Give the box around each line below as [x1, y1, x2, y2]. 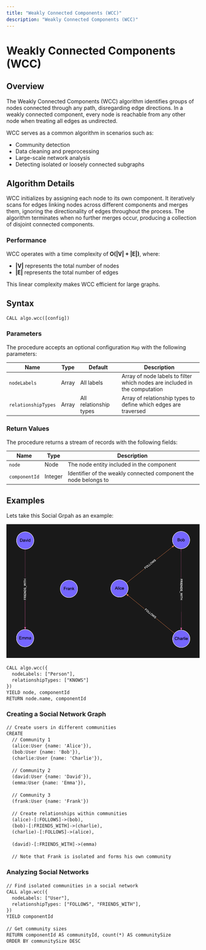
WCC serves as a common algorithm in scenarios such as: [6, 129, 154, 137]
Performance [6, 236, 47, 245]
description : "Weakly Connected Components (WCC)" [6, 16, 139, 23]
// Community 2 [12, 767, 51, 774]
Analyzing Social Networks [6, 868, 89, 876]
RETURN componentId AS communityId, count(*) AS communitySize [6, 932, 172, 938]
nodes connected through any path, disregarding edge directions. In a [6, 104, 183, 111]
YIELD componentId [6, 913, 53, 919]
